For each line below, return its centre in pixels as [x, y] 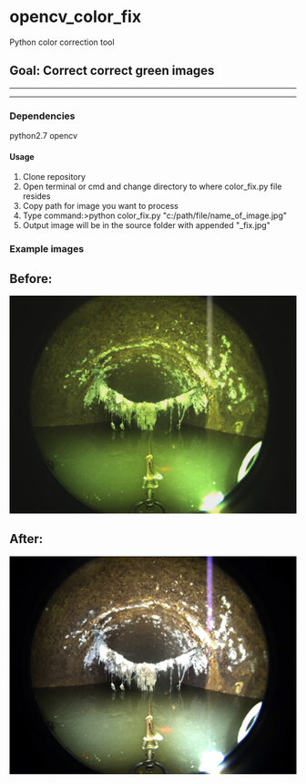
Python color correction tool [62, 42]
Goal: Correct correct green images [112, 71]
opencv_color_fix [76, 17]
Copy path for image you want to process [101, 206]
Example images [47, 249]
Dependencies [42, 116]
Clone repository [54, 177]
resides [36, 196]
